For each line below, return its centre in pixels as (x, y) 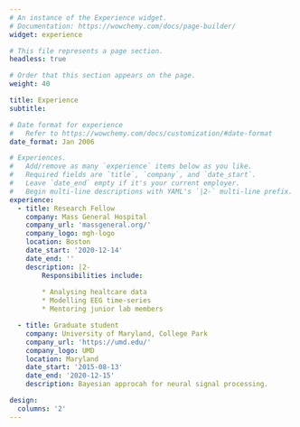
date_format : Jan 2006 (52, 142)
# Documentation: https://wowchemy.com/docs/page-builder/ (123, 26)
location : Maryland (62, 359)
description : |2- (58, 267)
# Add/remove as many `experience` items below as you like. (131, 167)
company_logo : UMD (60, 350)
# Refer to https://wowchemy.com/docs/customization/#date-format (141, 133)
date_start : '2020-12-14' (75, 250)
